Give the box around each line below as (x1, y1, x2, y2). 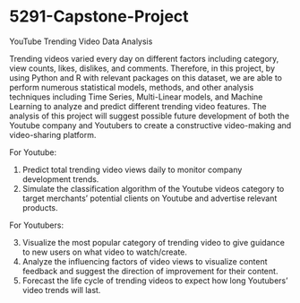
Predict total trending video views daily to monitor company (21, 164, 243, 175)
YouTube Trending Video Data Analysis (9, 36, 153, 47)
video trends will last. (21, 284, 101, 295)
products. (21, 202, 58, 212)
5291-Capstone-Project (9, 6, 190, 27)
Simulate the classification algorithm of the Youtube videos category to (21, 183, 285, 194)
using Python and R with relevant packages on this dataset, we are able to (9, 72, 282, 82)
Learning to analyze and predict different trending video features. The (9, 100, 267, 111)
